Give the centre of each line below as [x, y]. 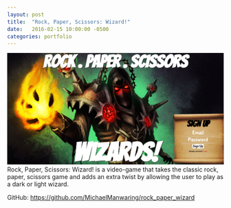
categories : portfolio [40, 37]
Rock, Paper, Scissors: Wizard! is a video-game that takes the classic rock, [113, 169]
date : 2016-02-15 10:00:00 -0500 [58, 29]
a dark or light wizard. [38, 184]
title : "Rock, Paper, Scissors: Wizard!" [69, 22]
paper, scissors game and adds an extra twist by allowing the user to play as [115, 177]
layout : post [26, 14]
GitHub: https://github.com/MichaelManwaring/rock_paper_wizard [101, 198]
